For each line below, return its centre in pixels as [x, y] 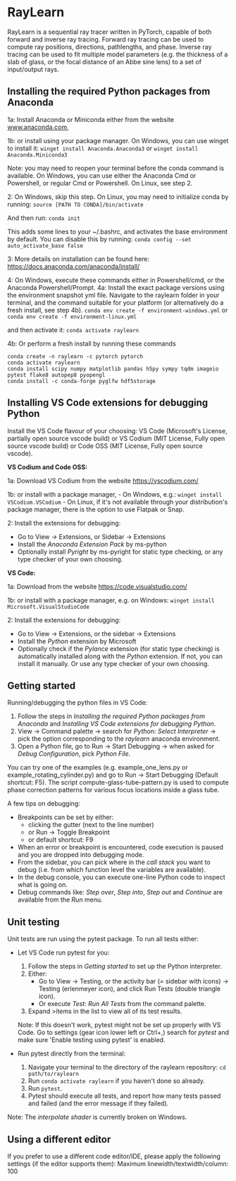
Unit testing [33, 922]
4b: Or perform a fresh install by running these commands [92, 344]
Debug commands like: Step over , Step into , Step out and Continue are [120, 892]
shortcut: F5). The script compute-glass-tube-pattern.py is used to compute [118, 782]
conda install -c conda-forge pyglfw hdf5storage [82, 381]
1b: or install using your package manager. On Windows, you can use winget [118, 140]
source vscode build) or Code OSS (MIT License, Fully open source [105, 446]
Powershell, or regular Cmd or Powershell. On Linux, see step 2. [100, 183]
